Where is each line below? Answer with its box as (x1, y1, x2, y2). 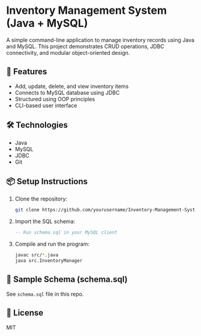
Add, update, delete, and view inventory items (14, 82, 129, 90)
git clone (14, 207, 40, 213)
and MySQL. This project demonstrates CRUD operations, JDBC (6, 43, 165, 50)
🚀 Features (6, 67, 47, 77)
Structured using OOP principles (14, 95, 95, 102)
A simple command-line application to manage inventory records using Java (6, 36, 195, 43)
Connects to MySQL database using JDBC (14, 89, 120, 96)
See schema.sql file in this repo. (6, 290, 84, 297)
